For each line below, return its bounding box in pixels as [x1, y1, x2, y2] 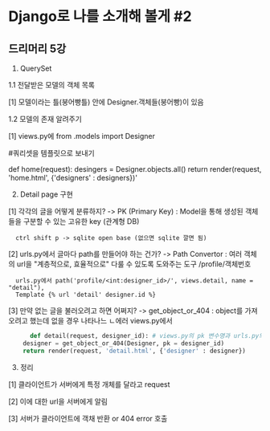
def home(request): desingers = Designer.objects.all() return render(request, [8, 165, 262, 173]
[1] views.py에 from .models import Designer [8, 132, 155, 140]
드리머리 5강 [8, 42, 67, 55]
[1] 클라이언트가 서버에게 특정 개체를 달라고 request [8, 379, 170, 389]
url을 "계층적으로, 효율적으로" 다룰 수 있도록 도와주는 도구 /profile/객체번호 [16, 259, 252, 269]
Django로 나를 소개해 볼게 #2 [8, 7, 192, 26]
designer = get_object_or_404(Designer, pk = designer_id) [22, 339, 225, 348]
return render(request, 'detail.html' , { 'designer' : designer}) [22, 347, 247, 355]
